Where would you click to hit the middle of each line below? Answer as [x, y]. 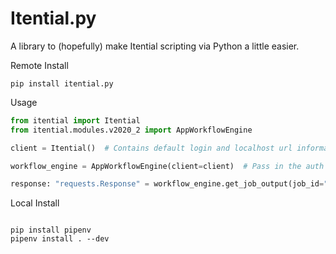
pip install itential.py [62, 83]
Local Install [35, 203]
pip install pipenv [51, 230]
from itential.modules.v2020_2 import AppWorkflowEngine [131, 130]
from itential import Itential [75, 120]
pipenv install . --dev [60, 239]
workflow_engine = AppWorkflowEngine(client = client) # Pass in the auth [167, 166]
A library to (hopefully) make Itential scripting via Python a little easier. [155, 46]
